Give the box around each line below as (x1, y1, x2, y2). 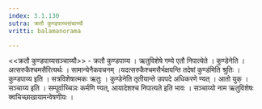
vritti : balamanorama (8, 27, 82, 35)
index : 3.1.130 (8, 11, 60, 20)
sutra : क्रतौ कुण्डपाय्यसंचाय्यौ (8, 19, 83, 27)
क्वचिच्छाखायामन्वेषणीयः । (8, 92, 74, 102)
